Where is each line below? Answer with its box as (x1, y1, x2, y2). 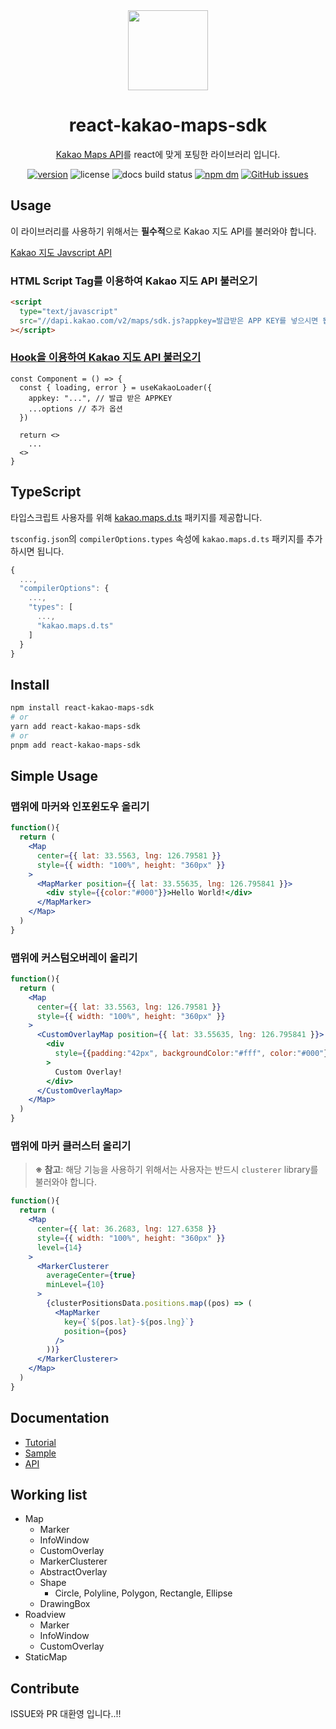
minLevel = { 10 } (46, 1280, 105, 1290)
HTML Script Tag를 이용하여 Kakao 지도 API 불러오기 (10, 274, 258, 288)
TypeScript (10, 484, 82, 501)
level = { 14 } (36, 1242, 83, 1253)
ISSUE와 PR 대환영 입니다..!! (10, 1708, 122, 1720)
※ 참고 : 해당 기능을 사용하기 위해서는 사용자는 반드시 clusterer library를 (34, 1164, 319, 1176)
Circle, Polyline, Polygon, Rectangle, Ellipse (54, 1587, 233, 1599)
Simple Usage (10, 767, 99, 784)
